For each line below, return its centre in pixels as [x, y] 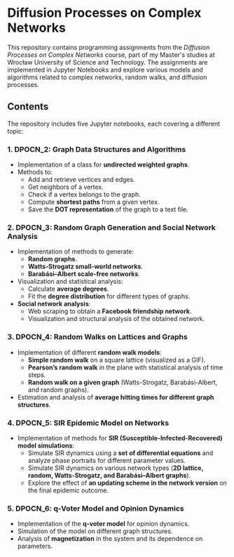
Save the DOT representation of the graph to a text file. [108, 209]
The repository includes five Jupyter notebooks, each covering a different [114, 124]
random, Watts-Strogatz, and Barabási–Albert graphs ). [109, 475]
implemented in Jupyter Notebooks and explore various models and [105, 70]
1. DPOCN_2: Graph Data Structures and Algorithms [97, 149]
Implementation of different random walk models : [90, 352]
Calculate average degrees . [68, 289]
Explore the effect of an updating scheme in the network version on [128, 483]
